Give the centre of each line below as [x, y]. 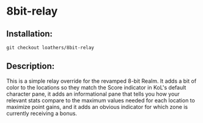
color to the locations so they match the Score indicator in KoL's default [96, 87]
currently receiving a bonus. [42, 113]
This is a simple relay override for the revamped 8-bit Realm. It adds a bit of [102, 81]
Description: [31, 66]
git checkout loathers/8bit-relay [50, 47]
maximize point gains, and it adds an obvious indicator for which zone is [97, 107]
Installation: [30, 34]
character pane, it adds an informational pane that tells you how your [93, 94]
